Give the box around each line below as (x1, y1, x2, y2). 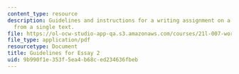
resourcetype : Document (7, 43, 78, 50)
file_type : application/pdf (7, 37, 91, 44)
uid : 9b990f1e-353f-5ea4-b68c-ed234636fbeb (7, 56, 139, 63)
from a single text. (14, 23, 75, 30)
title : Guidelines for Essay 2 (7, 50, 100, 57)
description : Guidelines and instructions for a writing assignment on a (7, 17, 231, 24)
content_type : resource (7, 10, 78, 18)
